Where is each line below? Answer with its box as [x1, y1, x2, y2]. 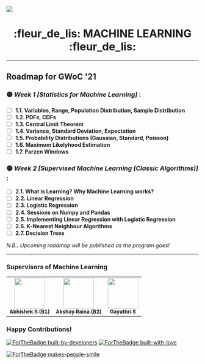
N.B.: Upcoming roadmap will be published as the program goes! [6, 242, 170, 249]
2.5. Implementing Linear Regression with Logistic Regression [15, 215, 176, 223]
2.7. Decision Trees [15, 229, 65, 237]
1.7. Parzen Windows [15, 148, 69, 155]
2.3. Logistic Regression [15, 202, 78, 209]
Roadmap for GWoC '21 [6, 72, 96, 82]
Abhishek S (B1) [9, 308, 50, 315]
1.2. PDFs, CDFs [15, 113, 57, 121]
